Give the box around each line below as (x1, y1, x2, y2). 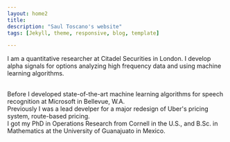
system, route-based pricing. (7, 112, 90, 121)
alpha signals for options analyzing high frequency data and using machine (7, 62, 222, 70)
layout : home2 (7, 10, 48, 17)
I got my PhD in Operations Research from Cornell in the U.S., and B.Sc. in (7, 119, 218, 128)
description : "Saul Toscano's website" (7, 23, 123, 30)
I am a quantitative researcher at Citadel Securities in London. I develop (7, 55, 211, 63)
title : (7, 17, 26, 24)
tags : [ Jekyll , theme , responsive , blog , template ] (7, 29, 159, 37)
